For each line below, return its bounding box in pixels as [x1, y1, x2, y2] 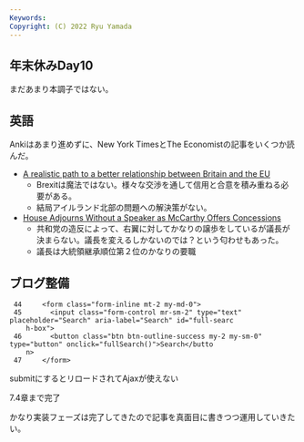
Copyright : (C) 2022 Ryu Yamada [9, 22, 132, 31]
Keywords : [9, 13, 47, 23]
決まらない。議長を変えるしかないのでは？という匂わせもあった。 [35, 234, 284, 246]
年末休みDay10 [9, 57, 94, 73]
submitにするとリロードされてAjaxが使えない [9, 373, 179, 384]
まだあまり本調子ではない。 [9, 84, 114, 95]
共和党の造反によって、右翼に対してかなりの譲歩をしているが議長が [35, 223, 290, 234]
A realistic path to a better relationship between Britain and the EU [22, 169, 271, 180]
